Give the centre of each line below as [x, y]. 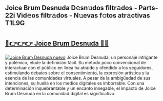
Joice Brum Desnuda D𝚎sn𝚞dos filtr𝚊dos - [71, 8]
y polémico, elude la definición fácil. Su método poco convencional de [76, 62]
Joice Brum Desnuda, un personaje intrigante [112, 57]
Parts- [148, 8]
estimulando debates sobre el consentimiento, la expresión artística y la [77, 73]
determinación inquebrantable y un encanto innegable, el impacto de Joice [81, 88]
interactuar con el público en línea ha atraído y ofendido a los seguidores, [79, 68]
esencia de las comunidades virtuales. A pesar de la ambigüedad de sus [78, 78]
